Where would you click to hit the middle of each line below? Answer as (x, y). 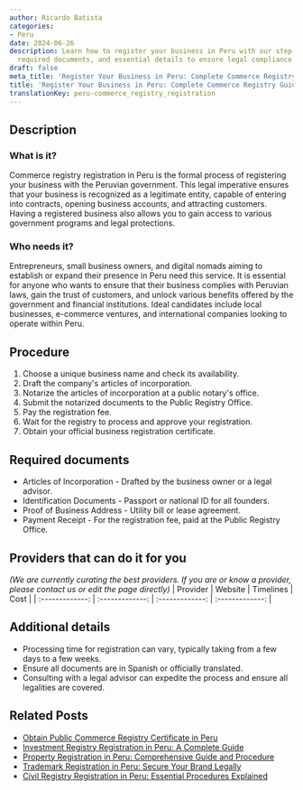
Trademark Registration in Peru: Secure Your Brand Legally (132, 766)
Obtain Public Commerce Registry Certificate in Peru (120, 738)
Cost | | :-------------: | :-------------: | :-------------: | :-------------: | (141, 599)
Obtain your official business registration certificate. (119, 432)
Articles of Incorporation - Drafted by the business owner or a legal (147, 482)
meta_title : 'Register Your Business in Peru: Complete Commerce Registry (153, 77)
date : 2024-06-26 (42, 43)
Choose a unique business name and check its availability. (131, 374)
